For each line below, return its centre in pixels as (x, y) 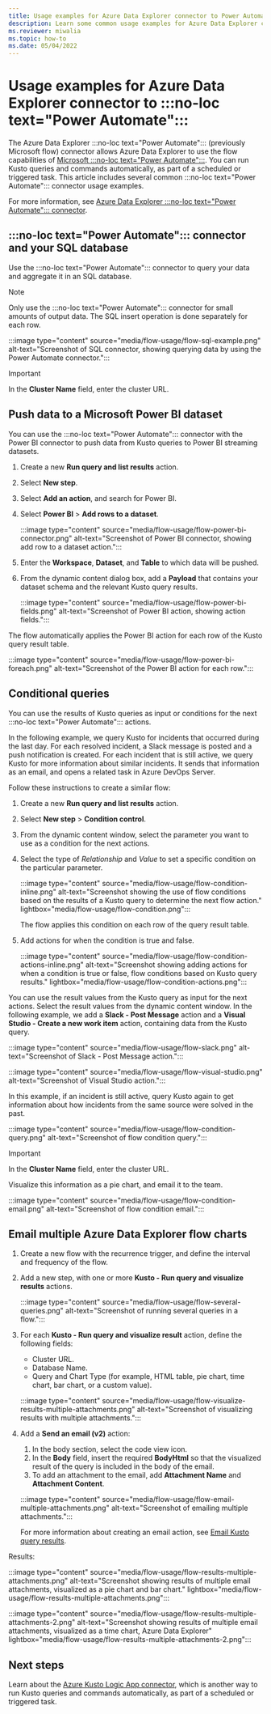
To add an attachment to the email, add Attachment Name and (137, 1475)
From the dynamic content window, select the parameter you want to (134, 834)
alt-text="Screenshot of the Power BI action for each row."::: (154, 668)
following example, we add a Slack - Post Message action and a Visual (127, 1014)
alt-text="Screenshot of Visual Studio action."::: (87, 1080)
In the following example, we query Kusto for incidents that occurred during (134, 737)
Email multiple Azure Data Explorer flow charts (128, 1234)
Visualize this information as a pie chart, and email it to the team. (116, 1184)
